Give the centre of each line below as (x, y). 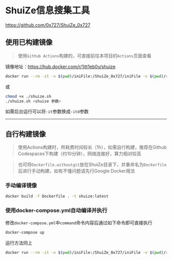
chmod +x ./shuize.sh (28, 96)
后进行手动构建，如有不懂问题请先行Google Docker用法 (76, 171)
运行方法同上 (19, 243)
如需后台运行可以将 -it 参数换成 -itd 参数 (47, 112)
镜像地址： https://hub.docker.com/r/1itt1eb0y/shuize (60, 67)
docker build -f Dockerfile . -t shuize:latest (57, 197)
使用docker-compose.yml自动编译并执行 (56, 210)
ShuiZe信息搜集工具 (48, 10)
